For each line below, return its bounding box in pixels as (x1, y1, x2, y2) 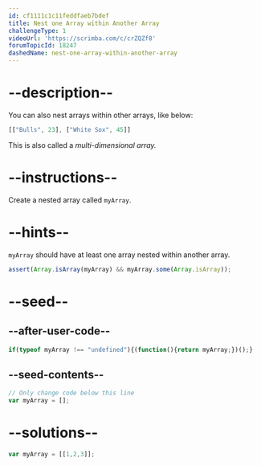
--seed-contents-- (8, 367, 104, 382)
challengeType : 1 (8, 27, 67, 35)
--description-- (8, 84, 114, 102)
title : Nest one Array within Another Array (8, 19, 160, 27)
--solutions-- (8, 423, 99, 442)
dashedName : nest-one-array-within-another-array (8, 49, 178, 57)
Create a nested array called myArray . (8, 194, 132, 205)
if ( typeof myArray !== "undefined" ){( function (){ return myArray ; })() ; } (8, 345, 253, 354)
